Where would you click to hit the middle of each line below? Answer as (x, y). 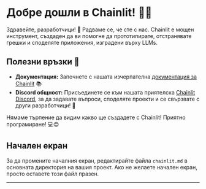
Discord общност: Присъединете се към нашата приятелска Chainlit (105, 92)
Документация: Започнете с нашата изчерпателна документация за (106, 77)
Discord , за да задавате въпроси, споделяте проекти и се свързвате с (107, 99)
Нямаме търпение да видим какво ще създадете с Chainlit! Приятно (96, 117)
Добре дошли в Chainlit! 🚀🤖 (79, 13)
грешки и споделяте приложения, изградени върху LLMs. (82, 42)
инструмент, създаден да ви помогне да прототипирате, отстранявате (99, 36)
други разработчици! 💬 (45, 105)
